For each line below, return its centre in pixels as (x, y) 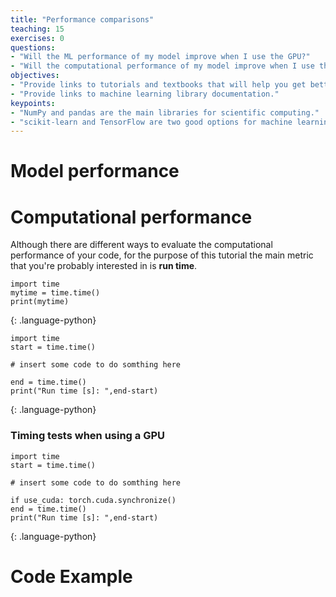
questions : (33, 47)
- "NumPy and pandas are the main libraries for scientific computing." (165, 112)
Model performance (95, 171)
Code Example (71, 576)
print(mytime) (40, 302)
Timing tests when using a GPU (88, 436)
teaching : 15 (37, 29)
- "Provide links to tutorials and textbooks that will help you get (158, 85)
